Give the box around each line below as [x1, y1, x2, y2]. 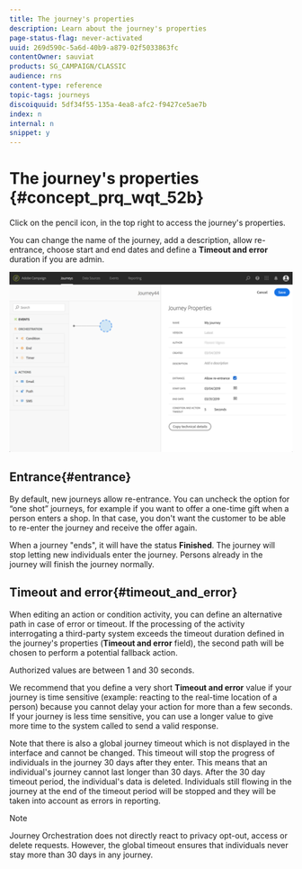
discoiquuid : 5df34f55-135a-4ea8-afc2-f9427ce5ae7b [9, 100, 207, 109]
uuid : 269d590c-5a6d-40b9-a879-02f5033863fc [9, 43, 179, 52]
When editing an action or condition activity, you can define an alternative [9, 609, 283, 620]
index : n [9, 109, 42, 119]
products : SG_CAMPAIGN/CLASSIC [9, 62, 127, 71]
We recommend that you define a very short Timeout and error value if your [9, 682, 292, 692]
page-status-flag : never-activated [9, 33, 143, 42]
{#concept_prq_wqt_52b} [9, 187, 204, 208]
